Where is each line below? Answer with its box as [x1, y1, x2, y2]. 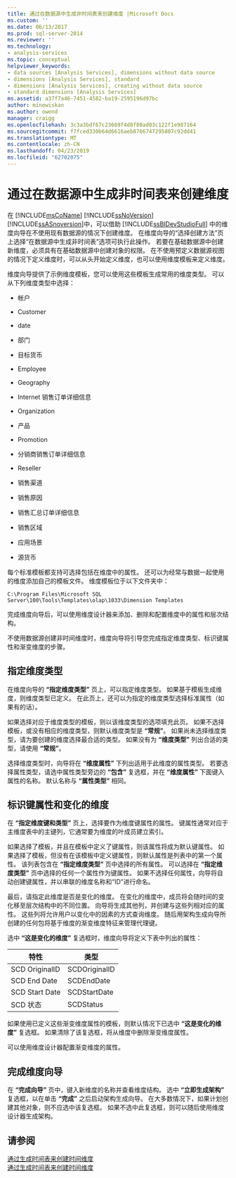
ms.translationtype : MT [7, 134, 77, 141]
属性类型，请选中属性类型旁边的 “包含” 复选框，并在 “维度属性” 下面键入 [13, 767, 225, 776]
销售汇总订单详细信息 [17, 508, 79, 516]
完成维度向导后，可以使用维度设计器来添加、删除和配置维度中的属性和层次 [7, 610, 223, 618]
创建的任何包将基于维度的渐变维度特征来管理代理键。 [7, 919, 162, 927]
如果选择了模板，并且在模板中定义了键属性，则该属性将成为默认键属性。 [7, 842, 216, 851]
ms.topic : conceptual [7, 56, 71, 63]
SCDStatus [67, 1000, 104, 1009]
